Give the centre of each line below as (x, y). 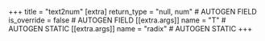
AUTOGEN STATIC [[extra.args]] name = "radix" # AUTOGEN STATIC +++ (130, 29)
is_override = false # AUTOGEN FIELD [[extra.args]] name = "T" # (117, 20)
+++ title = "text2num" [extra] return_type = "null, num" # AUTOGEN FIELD (133, 12)
